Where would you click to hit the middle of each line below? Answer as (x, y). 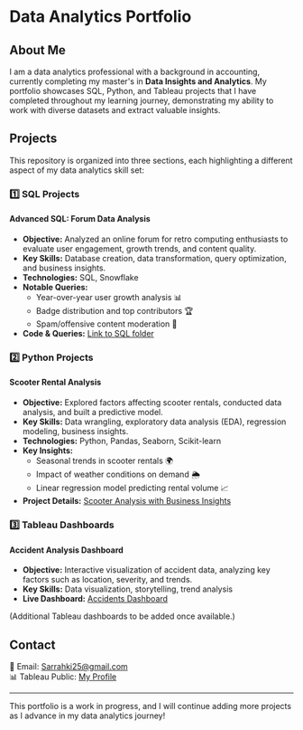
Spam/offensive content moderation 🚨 (106, 324)
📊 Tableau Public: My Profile (63, 677)
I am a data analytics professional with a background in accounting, (134, 71)
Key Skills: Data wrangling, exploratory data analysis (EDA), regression (154, 422)
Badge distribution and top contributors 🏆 (115, 310)
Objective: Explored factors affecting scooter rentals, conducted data (152, 403)
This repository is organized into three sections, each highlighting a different (151, 160)
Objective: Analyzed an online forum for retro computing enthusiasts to (155, 239)
